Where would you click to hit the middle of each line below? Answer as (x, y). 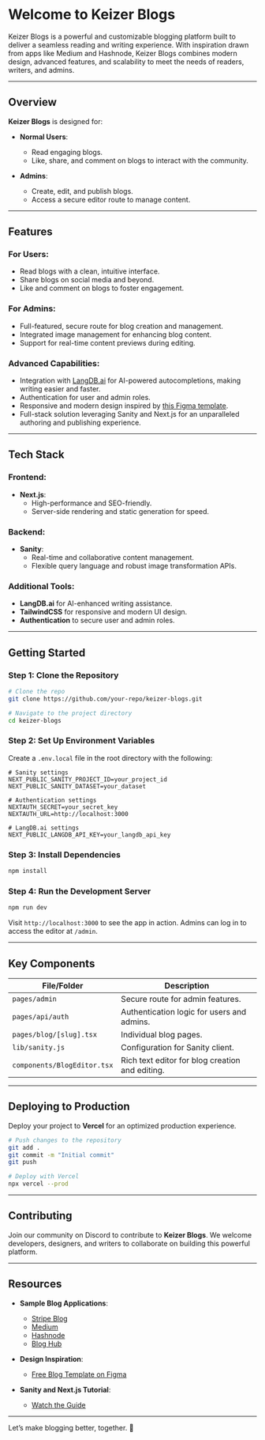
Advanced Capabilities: (54, 363)
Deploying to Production (69, 1107)
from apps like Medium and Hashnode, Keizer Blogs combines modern (123, 53)
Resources (35, 1284)
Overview (33, 102)
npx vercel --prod (38, 1184)
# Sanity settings (38, 773)
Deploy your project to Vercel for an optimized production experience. (122, 1125)
